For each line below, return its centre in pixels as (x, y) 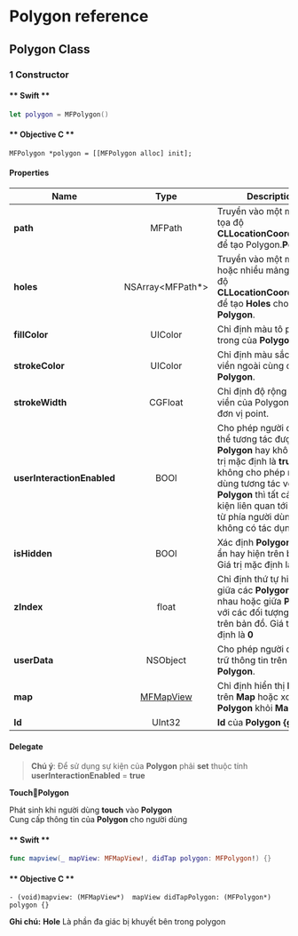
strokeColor (39, 365)
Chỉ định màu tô (250, 329)
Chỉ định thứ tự (248, 579)
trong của (237, 340)
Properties (29, 173)
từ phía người (244, 516)
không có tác (244, 528)
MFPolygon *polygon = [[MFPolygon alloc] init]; (101, 153)
